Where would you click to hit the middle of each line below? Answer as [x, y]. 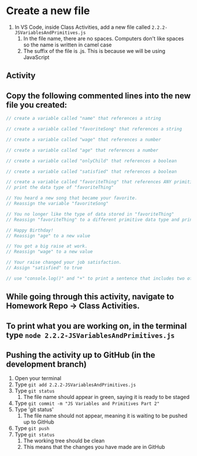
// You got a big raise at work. [47, 246]
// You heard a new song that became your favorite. [72, 198]
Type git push [32, 428]
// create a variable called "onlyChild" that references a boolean [91, 161]
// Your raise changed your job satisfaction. [64, 263]
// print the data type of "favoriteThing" [60, 187]
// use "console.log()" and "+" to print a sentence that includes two [95, 278]
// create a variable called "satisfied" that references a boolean [91, 172]
